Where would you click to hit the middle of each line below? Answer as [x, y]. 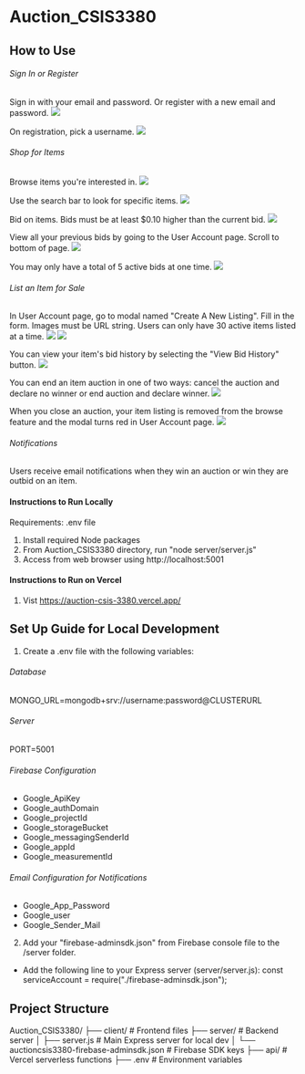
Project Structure [59, 1009]
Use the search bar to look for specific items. [94, 200]
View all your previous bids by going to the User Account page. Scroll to [144, 237]
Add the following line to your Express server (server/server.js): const [153, 970]
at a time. [27, 337]
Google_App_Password [66, 906]
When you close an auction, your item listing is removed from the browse [147, 412]
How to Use [43, 51]
